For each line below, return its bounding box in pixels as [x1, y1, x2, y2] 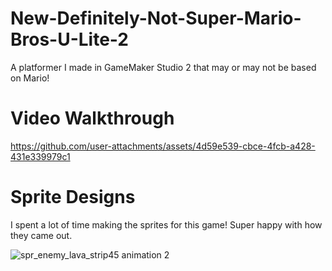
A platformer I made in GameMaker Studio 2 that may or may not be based [10, 61, 317, 73]
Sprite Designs [10, 186, 136, 209]
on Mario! [10, 72, 50, 84]
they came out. [10, 229, 73, 241]
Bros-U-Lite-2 [10, 28, 129, 51]
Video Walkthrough [10, 107, 175, 130]
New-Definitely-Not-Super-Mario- [10, 7, 302, 30]
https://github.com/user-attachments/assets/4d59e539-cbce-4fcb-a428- [10, 140, 316, 152]
